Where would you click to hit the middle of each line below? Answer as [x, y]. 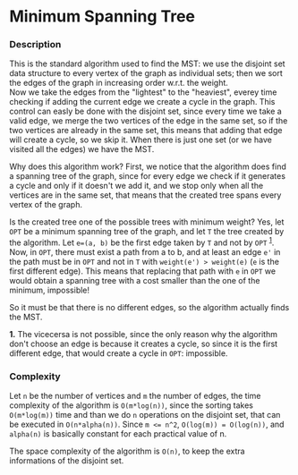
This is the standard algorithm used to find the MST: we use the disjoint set [147, 64]
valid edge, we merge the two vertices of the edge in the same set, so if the [149, 121]
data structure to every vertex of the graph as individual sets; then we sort [146, 73]
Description [35, 45]
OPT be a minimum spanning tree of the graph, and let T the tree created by [147, 232]
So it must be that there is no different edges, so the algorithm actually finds [149, 308]
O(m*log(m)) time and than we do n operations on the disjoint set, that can [145, 415]
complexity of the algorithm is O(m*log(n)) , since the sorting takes [131, 405]
